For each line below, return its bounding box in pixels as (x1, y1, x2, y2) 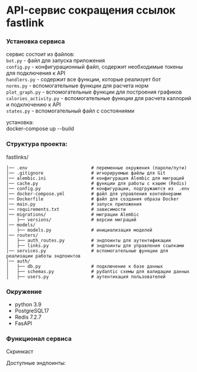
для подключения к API (6, 69, 66, 77)
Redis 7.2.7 (14, 313, 42, 320)
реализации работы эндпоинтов (6, 253, 81, 259)
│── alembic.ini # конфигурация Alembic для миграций (6, 175, 185, 181)
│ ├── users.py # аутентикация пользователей (6, 274, 166, 280)
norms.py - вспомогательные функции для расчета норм (6, 82, 149, 89)
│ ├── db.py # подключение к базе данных (6, 263, 163, 270)
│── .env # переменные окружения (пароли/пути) (6, 165, 187, 171)
